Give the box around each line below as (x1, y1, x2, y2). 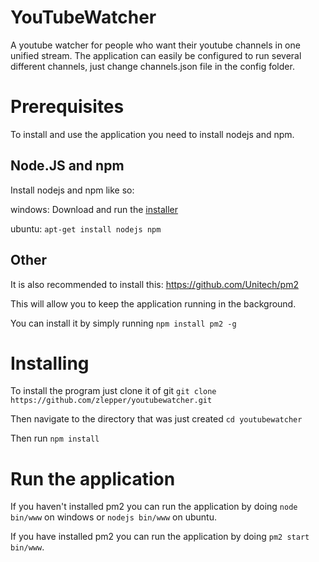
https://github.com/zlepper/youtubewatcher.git (10, 396, 213, 406)
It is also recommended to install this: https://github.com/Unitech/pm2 (10, 278, 299, 290)
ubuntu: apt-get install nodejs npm (10, 222, 162, 235)
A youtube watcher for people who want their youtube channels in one (10, 39, 301, 51)
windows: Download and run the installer (10, 203, 179, 215)
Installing (10, 352, 90, 375)
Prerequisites (10, 96, 125, 118)
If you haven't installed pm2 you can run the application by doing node (10, 501, 298, 513)
